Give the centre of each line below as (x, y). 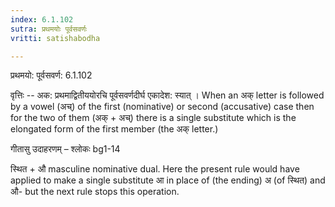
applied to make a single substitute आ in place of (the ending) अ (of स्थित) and (168, 180)
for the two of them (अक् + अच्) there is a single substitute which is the (153, 118)
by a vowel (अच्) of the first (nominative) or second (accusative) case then (162, 107)
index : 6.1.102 (42, 19)
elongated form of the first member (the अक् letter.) (114, 129)
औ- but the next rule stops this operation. (95, 192)
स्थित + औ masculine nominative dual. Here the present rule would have (155, 169)
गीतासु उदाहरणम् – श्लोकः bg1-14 (65, 149)
